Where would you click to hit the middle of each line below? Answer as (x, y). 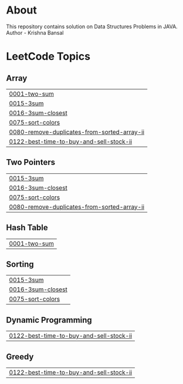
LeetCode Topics (48, 57)
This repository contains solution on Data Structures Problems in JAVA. (92, 26)
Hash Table (27, 228)
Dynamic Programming (49, 320)
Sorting (20, 264)
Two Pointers (31, 162)
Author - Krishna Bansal (35, 32)
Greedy (20, 357)
